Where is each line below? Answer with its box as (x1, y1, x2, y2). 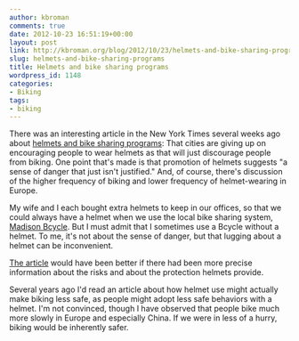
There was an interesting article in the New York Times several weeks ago (9, 128, 281, 139)
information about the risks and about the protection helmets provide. (9, 267, 264, 278)
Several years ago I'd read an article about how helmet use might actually (9, 284, 279, 295)
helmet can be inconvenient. (9, 240, 114, 251)
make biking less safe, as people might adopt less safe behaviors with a (9, 294, 273, 304)
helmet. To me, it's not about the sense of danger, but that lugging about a (9, 231, 282, 241)
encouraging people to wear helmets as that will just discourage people (9, 148, 271, 158)
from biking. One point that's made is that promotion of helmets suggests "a (9, 157, 287, 167)
